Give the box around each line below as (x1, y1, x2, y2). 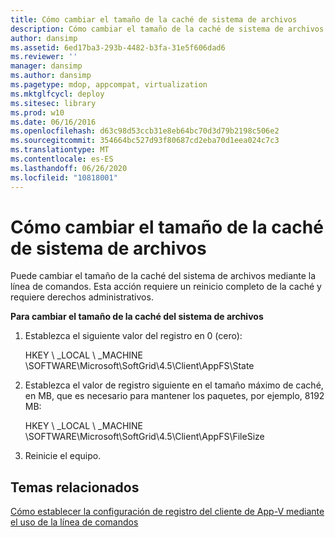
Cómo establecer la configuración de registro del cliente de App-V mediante (10, 506, 325, 518)
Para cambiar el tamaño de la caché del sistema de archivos (10, 311, 264, 323)
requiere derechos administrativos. (10, 291, 154, 303)
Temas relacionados (10, 479, 140, 496)
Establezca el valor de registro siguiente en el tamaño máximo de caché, (24, 379, 324, 391)
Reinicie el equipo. (24, 450, 102, 462)
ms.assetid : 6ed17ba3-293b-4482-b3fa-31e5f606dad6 (10, 42, 226, 53)
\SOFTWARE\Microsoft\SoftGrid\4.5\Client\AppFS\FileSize (24, 431, 265, 443)
